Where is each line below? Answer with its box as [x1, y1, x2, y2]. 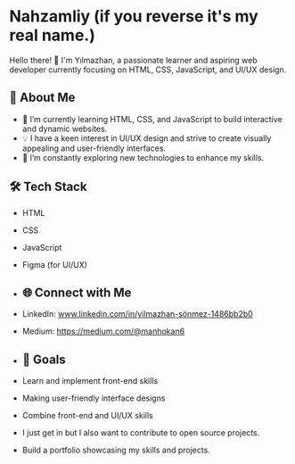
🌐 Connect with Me [21, 285, 132, 300]
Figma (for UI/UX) [21, 259, 87, 269]
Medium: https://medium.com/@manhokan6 [21, 326, 185, 336]
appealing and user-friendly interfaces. [21, 143, 167, 153]
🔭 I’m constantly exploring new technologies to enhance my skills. [21, 152, 265, 162]
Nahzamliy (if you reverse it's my [9, 6, 258, 27]
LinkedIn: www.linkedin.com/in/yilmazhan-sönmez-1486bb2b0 [21, 309, 254, 319]
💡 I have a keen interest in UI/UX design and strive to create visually [21, 132, 272, 144]
